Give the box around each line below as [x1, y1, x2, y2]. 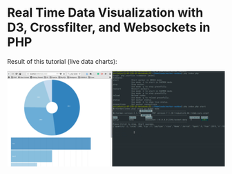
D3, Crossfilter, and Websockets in [7, 19, 211, 35]
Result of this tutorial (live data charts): [7, 57, 117, 65]
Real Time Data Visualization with [7, 5, 204, 21]
